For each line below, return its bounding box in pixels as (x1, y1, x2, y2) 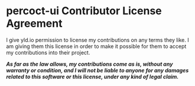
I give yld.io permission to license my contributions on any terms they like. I (6, 36, 189, 43)
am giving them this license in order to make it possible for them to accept (6, 43, 187, 50)
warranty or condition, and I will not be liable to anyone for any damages (6, 66, 189, 74)
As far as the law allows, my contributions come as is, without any (6, 60, 173, 68)
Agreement (6, 17, 63, 30)
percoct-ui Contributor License (6, 4, 162, 18)
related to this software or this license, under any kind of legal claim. (6, 73, 179, 80)
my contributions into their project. (6, 49, 90, 56)
